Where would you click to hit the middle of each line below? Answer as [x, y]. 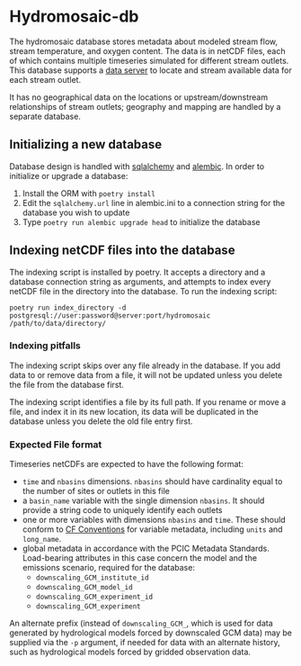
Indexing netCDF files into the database [122, 251]
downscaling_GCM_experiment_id [94, 597]
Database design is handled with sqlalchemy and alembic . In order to [137, 166]
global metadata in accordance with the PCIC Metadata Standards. [146, 549]
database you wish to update [76, 212]
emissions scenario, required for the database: [109, 568]
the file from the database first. [66, 384]
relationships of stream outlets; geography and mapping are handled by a [145, 106]
